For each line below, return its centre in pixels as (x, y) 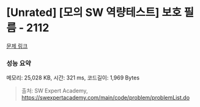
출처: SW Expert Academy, (54, 91)
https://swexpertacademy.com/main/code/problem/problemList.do (106, 98)
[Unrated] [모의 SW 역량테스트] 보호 (94, 13)
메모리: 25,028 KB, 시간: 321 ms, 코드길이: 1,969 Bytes (73, 78)
